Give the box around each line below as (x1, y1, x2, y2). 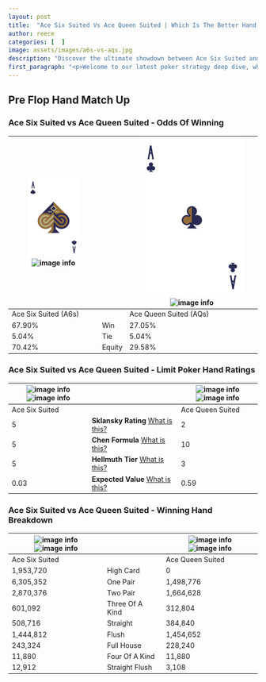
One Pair (106, 576, 135, 587)
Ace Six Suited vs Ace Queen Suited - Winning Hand (8, 505, 213, 516)
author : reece (8, 29, 55, 37)
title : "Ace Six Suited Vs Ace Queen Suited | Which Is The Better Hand (8, 21, 257, 29)
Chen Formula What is (91, 435, 165, 445)
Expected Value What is (91, 474, 172, 484)
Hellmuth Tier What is (91, 455, 165, 464)
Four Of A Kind (106, 652, 155, 661)
